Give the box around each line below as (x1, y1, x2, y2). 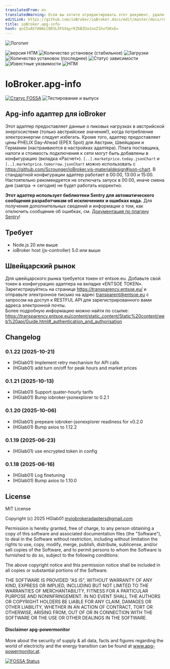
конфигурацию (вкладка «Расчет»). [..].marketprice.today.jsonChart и (5, 155, 160, 161)
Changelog (5, 332, 41, 342)
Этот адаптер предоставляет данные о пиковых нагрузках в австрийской (5, 123, 164, 129)
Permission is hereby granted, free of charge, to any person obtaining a (5, 525, 154, 531)
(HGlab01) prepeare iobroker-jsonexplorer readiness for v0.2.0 (12, 419, 143, 425)
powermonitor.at (5, 648, 39, 654)
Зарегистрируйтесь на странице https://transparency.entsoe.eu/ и (5, 286, 147, 292)
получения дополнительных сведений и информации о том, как (5, 203, 144, 209)
